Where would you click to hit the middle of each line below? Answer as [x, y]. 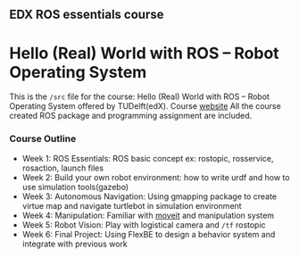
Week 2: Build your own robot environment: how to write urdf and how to [156, 177]
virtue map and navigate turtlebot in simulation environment [132, 205]
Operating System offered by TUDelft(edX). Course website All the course [145, 106]
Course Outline [43, 139]
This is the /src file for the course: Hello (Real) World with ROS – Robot [140, 96]
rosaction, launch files [63, 168]
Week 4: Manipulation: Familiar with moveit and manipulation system [148, 215]
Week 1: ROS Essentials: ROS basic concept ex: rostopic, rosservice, [148, 158]
